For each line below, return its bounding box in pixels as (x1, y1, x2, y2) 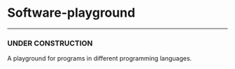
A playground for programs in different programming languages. (7, 54, 192, 63)
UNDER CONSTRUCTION (7, 38, 93, 48)
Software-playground (7, 5, 136, 21)
